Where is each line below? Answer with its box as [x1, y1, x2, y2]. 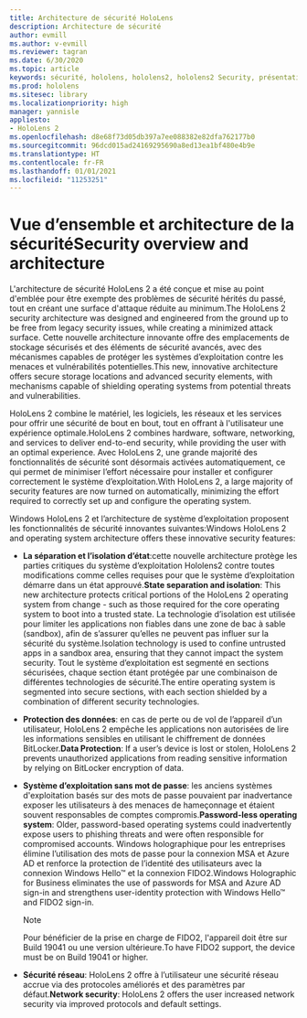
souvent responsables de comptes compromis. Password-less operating [22, 809, 298, 820]
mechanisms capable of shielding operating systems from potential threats [9, 380, 291, 391]
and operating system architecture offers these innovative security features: [9, 532, 296, 544]
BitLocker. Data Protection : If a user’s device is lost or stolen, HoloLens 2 [22, 743, 297, 755]
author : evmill [9, 30, 68, 39]
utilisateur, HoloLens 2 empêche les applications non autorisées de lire [22, 723, 290, 734]
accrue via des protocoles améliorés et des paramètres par [22, 980, 246, 991]
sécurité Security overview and [9, 234, 249, 254]
